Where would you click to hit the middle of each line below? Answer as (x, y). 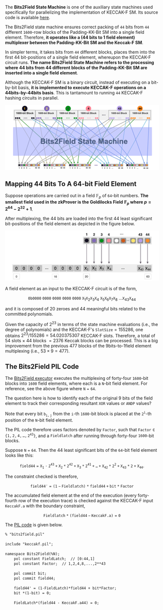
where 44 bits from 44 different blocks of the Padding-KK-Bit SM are (76, 68)
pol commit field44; (35, 578)
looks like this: (20, 455)
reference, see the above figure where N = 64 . (51, 389)
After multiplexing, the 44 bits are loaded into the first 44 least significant (79, 219)
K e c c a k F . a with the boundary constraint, (45, 506)
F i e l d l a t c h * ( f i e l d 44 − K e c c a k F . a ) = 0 (82, 516)
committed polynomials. (29, 314)
